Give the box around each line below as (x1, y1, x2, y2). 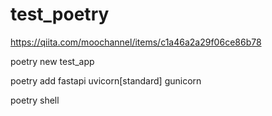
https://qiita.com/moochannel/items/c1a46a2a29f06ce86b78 (10, 36, 262, 48)
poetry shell (10, 94, 60, 106)
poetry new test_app (10, 55, 95, 67)
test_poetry (10, 3, 110, 26)
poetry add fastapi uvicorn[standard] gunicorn (10, 74, 202, 87)
